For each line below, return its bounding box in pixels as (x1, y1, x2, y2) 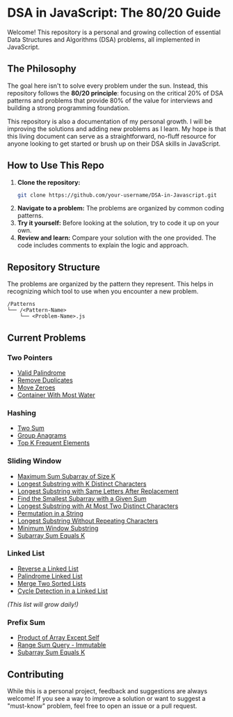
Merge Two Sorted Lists (17, 579, 86, 587)
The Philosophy (7, 63, 77, 75)
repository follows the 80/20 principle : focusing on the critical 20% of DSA (7, 88, 224, 97)
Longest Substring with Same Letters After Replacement (17, 486, 179, 495)
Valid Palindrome (17, 368, 66, 377)
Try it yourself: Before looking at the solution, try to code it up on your (17, 219, 220, 227)
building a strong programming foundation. (7, 103, 130, 112)
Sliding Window (7, 456, 62, 466)
